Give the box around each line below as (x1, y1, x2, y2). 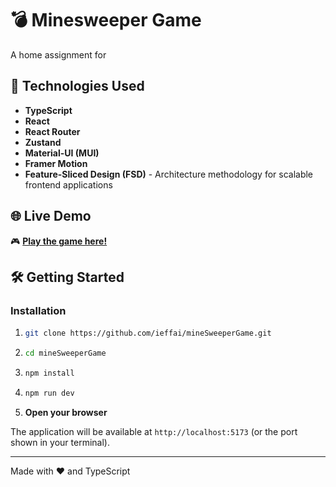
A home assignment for (10, 48, 107, 61)
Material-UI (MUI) (24, 147, 100, 159)
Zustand (24, 136, 62, 148)
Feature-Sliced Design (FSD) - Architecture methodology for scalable (24, 168, 314, 180)
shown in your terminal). (10, 436, 110, 448)
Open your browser (24, 406, 108, 418)
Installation (10, 303, 67, 317)
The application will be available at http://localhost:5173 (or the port (10, 425, 298, 437)
